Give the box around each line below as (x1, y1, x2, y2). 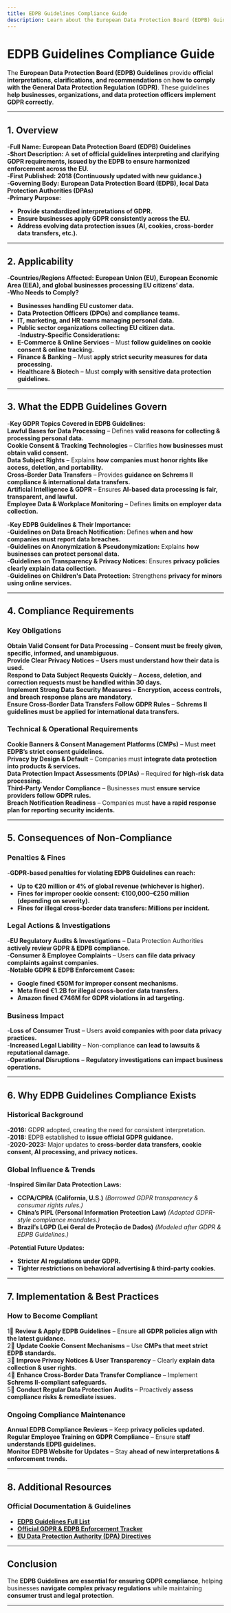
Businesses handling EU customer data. (16, 302, 134, 310)
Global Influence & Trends (7, 1165, 96, 1174)
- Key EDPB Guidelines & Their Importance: (7, 520, 131, 528)
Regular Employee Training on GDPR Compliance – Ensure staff (7, 1433, 191, 1441)
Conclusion (7, 1559, 58, 1570)
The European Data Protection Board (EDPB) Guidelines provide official (7, 69, 213, 77)
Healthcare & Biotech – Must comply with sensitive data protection (16, 367, 212, 376)
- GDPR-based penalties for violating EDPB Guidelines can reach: (7, 868, 196, 877)
